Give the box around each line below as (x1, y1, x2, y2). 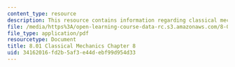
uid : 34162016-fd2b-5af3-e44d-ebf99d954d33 (7, 50, 136, 57)
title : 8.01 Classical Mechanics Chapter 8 (7, 43, 136, 50)
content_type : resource (7, 10, 77, 17)
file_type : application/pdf (7, 29, 90, 37)
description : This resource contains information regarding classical (7, 17, 218, 24)
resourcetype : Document (7, 36, 77, 43)
